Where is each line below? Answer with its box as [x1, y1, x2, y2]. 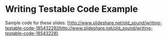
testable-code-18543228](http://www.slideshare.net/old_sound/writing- [5, 25, 153, 31]
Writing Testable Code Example [5, 3, 138, 15]
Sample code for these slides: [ [5, 20, 69, 26]
